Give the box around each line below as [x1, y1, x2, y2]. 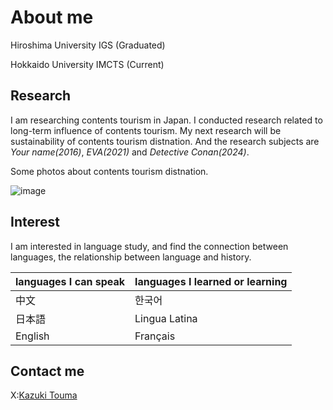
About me [10, 6, 94, 29]
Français [134, 329, 176, 343]
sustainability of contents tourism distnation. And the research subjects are [10, 135, 320, 147]
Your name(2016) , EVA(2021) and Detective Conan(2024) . [10, 146, 250, 158]
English [15, 329, 50, 343]
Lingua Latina [134, 311, 198, 325]
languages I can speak [15, 274, 126, 288]
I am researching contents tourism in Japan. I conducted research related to [10, 114, 323, 126]
